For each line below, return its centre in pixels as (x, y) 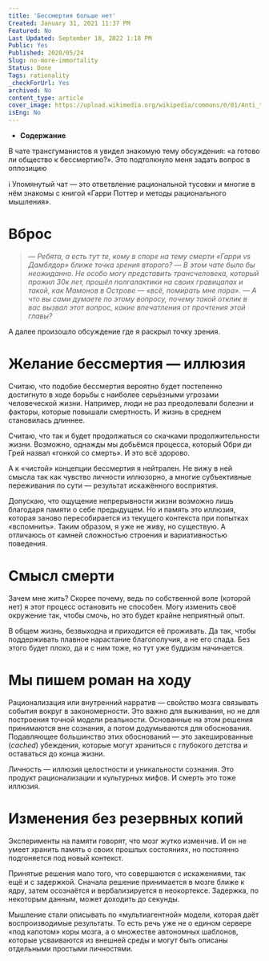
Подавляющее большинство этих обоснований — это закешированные (131, 736)
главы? (40, 316)
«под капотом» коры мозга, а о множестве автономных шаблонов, (123, 931)
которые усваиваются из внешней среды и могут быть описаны (118, 940)
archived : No (30, 90)
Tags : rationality (39, 75)
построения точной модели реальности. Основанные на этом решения (131, 720)
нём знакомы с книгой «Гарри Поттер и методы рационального (117, 193)
